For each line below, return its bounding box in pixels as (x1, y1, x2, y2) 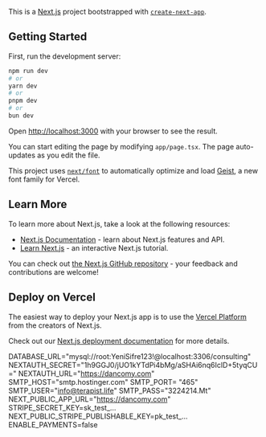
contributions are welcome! (8, 267, 99, 276)
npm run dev (8, 67, 48, 75)
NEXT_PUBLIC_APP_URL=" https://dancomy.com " (8, 394, 171, 404)
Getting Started (8, 30, 88, 43)
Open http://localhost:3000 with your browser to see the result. (8, 126, 219, 136)
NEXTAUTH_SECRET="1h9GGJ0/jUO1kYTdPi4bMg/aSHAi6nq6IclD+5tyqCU (8, 360, 258, 370)
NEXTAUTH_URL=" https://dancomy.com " (18, 369, 155, 378)
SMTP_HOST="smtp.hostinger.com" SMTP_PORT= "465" (8, 377, 198, 386)
